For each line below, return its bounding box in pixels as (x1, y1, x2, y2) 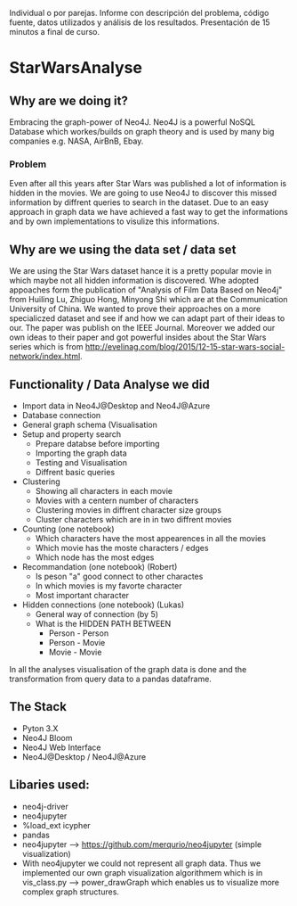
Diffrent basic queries (35, 466, 116, 477)
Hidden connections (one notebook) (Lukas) (21, 599, 185, 610)
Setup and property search (21, 428, 122, 440)
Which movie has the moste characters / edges (35, 542, 209, 553)
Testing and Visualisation (35, 457, 127, 467)
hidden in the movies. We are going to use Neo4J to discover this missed (9, 187, 277, 199)
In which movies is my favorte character (35, 580, 182, 591)
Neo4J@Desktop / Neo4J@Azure (21, 751, 147, 762)
